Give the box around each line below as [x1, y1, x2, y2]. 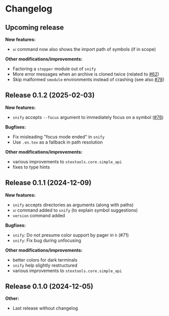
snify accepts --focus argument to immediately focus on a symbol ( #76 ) [12, 114, 164, 120]
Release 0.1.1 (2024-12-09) [5, 178, 92, 187]
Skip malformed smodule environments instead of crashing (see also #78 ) [12, 77, 164, 82]
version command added [12, 212, 66, 218]
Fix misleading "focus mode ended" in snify [12, 134, 105, 140]
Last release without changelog [12, 305, 78, 311]
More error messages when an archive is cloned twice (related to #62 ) [12, 71, 159, 77]
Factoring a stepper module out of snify [12, 66, 96, 72]
